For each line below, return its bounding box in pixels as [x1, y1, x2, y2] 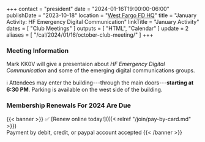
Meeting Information [6, 46, 69, 54]
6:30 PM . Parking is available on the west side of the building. [6, 86, 163, 94]
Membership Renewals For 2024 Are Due [6, 101, 132, 110]
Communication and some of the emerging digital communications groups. [6, 67, 195, 74]
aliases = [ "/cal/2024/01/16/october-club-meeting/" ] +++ [6, 31, 154, 39]
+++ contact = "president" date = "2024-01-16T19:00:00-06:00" [6, 6, 170, 12]
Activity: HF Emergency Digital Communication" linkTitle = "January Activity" [6, 18, 199, 25]
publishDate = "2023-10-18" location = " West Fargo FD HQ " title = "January [6, 12, 197, 19]
